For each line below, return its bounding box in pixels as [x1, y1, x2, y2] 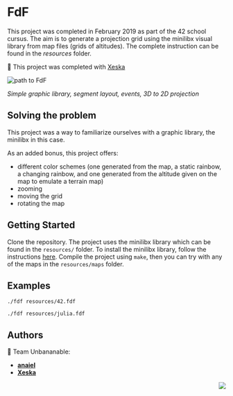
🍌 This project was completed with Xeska [7, 62, 126, 71]
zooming [17, 184, 43, 193]
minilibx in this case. [7, 135, 65, 144]
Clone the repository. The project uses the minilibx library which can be [7, 237, 212, 246]
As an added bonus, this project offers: [7, 148, 119, 157]
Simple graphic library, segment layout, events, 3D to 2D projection [7, 89, 200, 98]
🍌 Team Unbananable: [7, 347, 71, 356]
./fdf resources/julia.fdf [7, 310, 85, 318]
